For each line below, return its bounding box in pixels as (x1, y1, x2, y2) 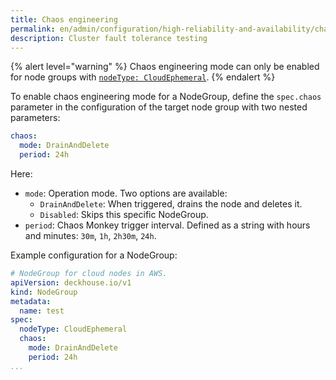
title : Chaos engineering (10, 14, 118, 25)
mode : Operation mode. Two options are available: (24, 187, 228, 199)
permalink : (10, 24, 56, 34)
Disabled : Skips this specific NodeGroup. (39, 209, 209, 220)
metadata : (10, 296, 52, 306)
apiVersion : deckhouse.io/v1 (10, 277, 132, 288)
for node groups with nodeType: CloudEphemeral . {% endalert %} (10, 71, 276, 83)
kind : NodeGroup (10, 287, 78, 297)
